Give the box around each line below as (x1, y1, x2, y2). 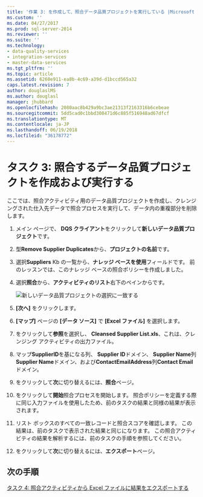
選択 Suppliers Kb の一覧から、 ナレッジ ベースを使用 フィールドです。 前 (15, 258, 195, 265)
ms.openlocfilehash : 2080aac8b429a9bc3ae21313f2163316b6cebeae (7, 104, 170, 111)
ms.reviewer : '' (7, 31, 48, 38)
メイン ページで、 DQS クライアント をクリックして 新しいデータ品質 (15, 225, 185, 232)
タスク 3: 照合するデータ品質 (7, 161, 150, 174)
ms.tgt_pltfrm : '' (7, 65, 53, 71)
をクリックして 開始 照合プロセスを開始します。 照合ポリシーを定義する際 (15, 391, 197, 398)
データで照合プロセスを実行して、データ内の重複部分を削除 (48, 204, 197, 212)
